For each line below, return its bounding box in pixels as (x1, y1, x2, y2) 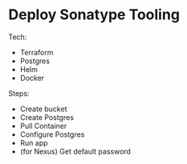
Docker (19, 73, 45, 82)
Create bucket (19, 104, 67, 114)
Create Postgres (19, 112, 75, 122)
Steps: (8, 88, 30, 98)
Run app (19, 138, 48, 147)
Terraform (19, 47, 54, 57)
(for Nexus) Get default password (19, 146, 131, 156)
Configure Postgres (19, 130, 85, 139)
